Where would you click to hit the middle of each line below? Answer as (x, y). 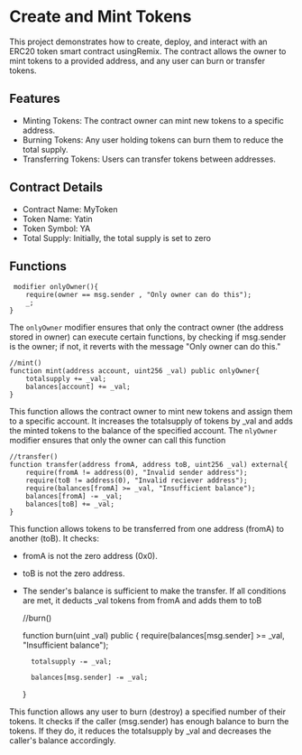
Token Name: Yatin (57, 219)
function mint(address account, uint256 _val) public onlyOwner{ (134, 371)
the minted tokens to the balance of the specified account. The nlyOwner (143, 431)
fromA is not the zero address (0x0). (90, 556)
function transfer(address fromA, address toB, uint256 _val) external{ (149, 465)
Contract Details (56, 187)
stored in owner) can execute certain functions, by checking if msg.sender (148, 337)
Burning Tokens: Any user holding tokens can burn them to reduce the (153, 140)
